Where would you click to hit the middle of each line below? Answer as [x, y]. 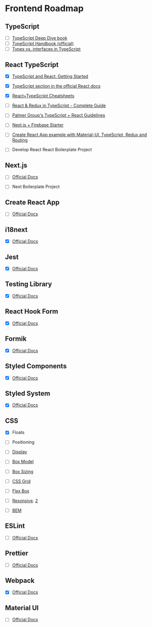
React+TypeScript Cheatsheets [43, 96]
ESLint [15, 526]
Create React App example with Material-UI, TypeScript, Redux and [79, 135]
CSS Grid [21, 481]
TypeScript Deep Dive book [40, 38]
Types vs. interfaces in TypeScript [46, 49]
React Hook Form [32, 312]
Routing [20, 140]
